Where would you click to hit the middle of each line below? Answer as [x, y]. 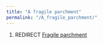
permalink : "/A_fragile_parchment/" [52, 17]
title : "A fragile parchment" [44, 12]
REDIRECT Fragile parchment [51, 34]
